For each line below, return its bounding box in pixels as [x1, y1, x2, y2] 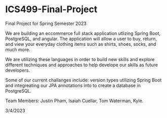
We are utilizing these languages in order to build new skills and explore [5, 56, 155, 62]
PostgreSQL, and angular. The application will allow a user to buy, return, [5, 36, 157, 42]
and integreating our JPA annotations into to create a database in [5, 82, 141, 88]
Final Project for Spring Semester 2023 [5, 20, 87, 26]
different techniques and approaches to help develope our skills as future [5, 62, 158, 68]
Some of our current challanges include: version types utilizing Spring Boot [5, 77, 162, 83]
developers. [5, 67, 30, 73]
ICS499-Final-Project [5, 4, 98, 15]
